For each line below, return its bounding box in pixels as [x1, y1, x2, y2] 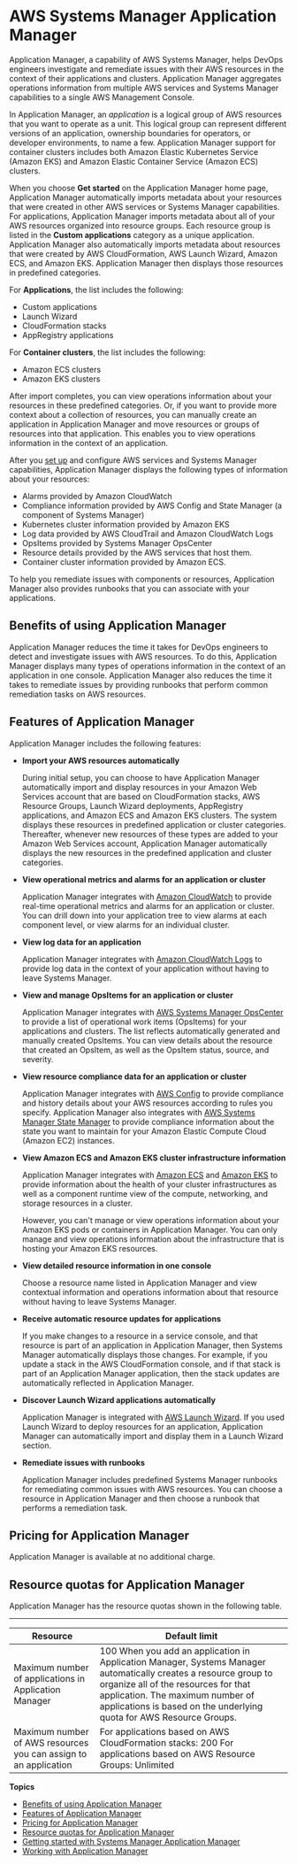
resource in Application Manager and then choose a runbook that [21, 1493, 260, 1504]
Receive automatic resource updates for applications [21, 1313, 222, 1324]
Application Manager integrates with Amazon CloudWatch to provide [21, 891, 272, 902]
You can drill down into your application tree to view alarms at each [21, 910, 268, 921]
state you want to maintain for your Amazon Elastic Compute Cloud [21, 1126, 267, 1137]
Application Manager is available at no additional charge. [9, 1552, 216, 1562]
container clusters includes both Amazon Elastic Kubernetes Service [9, 146, 259, 157]
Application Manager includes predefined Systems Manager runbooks [21, 1474, 278, 1484]
